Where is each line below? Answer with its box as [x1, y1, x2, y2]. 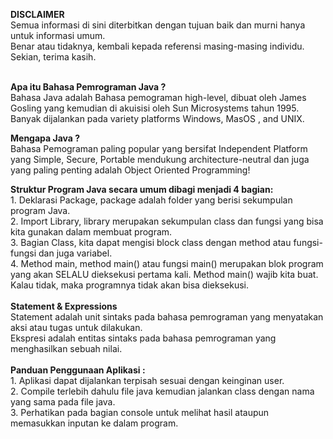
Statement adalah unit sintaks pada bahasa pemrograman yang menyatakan [10, 311, 324, 323]
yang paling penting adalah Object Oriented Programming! [10, 164, 251, 176]
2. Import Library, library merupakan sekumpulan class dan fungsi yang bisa [10, 215, 324, 227]
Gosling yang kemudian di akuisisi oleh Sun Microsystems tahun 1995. [10, 102, 300, 114]
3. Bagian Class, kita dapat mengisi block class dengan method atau [10, 237, 292, 248]
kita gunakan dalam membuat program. [10, 226, 173, 238]
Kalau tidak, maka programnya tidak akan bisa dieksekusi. [10, 279, 249, 291]
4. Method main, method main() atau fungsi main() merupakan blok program [10, 258, 324, 269]
